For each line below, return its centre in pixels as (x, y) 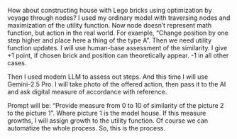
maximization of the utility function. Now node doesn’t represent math (110, 25)
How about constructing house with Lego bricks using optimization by (110, 10)
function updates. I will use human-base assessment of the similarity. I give (117, 48)
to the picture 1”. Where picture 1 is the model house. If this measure (107, 113)
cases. (17, 63)
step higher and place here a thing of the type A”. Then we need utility (110, 40)
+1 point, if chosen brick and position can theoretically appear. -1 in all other (118, 55)
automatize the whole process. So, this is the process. (86, 128)
